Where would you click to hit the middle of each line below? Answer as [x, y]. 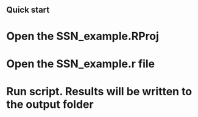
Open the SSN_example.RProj [83, 36]
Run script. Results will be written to [99, 91]
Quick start [28, 10]
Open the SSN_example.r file [81, 64]
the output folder [50, 104]
